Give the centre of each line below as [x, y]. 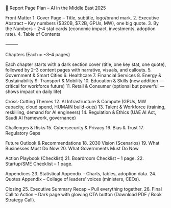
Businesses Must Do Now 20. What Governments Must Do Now [72, 148]
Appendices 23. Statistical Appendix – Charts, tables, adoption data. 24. [81, 174]
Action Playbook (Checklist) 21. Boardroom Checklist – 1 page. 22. [75, 158]
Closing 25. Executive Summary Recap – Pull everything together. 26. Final [84, 189]
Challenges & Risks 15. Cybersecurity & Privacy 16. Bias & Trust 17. [75, 128]
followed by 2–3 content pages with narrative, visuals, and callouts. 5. [79, 70]
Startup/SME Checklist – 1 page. [39, 164]
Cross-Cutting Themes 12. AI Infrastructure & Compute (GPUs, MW [76, 101]
